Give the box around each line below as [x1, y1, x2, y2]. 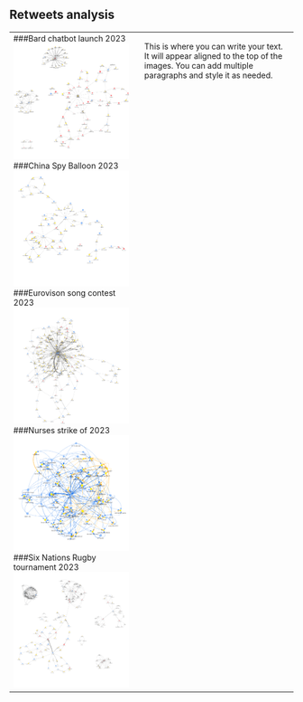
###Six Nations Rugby [13, 552, 96, 563]
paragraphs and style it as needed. [143, 70, 273, 81]
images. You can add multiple [143, 60, 254, 71]
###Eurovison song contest [13, 288, 116, 299]
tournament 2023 [13, 561, 79, 573]
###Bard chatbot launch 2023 [13, 33, 126, 43]
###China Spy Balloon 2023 [13, 160, 119, 171]
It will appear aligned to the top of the [143, 50, 283, 62]
